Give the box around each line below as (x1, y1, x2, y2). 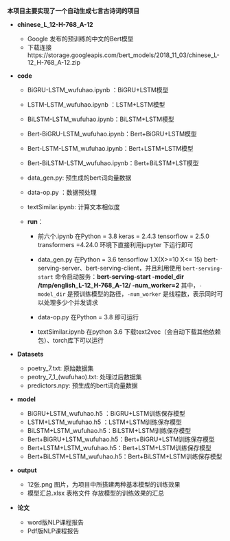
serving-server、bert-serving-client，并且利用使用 (37, 264, 182, 272)
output (16, 466, 37, 474)
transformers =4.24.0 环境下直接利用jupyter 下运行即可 (37, 241, 194, 248)
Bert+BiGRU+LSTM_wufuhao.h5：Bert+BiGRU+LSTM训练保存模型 (27, 435, 215, 443)
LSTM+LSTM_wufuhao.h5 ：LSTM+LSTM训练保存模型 (27, 418, 182, 426)
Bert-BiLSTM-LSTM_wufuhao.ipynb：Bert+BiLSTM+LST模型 (27, 159, 199, 167)
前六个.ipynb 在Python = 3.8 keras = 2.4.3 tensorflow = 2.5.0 (37, 232, 209, 240)
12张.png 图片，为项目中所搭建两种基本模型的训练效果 (27, 480, 181, 488)
